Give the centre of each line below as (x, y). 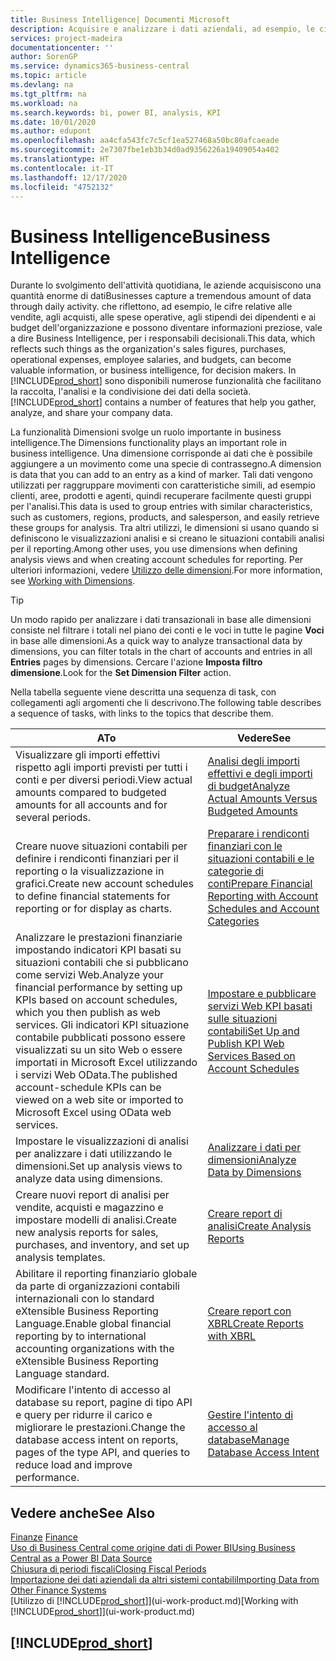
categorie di (235, 871)
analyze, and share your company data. (91, 413)
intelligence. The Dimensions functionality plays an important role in (149, 443)
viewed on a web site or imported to (99, 1100)
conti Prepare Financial (260, 884)
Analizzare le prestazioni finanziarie (99, 938)
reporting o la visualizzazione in (90, 871)
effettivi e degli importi (260, 774)
